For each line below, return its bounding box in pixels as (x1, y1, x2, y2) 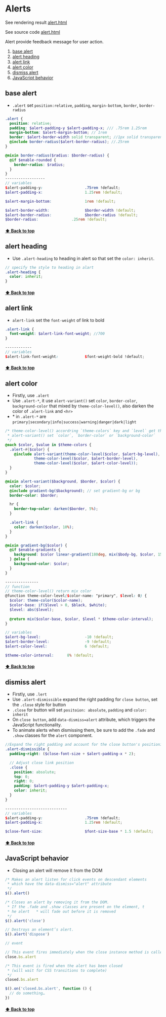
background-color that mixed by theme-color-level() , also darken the (12, 403, 154, 409)
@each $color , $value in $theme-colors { (5, 442, 92, 447)
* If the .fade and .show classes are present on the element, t (7, 904, 145, 909)
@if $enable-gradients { (9, 548, 61, 552)
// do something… (9, 991, 45, 996)
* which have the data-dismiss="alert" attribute (7, 881, 112, 887)
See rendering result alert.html (5, 19, 68, 25)
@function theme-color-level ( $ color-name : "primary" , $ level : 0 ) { (5, 593, 147, 599)
